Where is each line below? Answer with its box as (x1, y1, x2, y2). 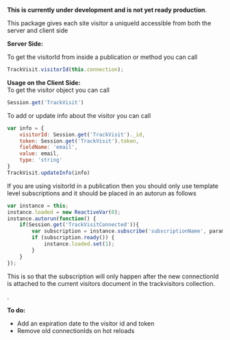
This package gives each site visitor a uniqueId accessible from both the (7, 19, 212, 27)
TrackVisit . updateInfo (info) (7, 169, 90, 176)
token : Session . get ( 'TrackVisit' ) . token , (19, 137, 139, 145)
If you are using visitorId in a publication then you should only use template (7, 182, 219, 190)
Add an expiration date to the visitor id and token (16, 319, 155, 328)
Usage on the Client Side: (7, 78, 81, 86)
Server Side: (7, 40, 43, 47)
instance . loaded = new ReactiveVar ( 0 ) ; (7, 208, 121, 215)
